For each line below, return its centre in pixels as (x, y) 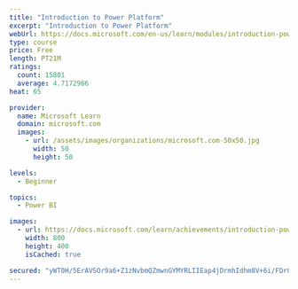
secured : (25, 270)
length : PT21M (35, 59)
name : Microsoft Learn (59, 116)
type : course (33, 42)
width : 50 (51, 149)
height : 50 (53, 157)
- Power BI (37, 206)
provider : (27, 107)
